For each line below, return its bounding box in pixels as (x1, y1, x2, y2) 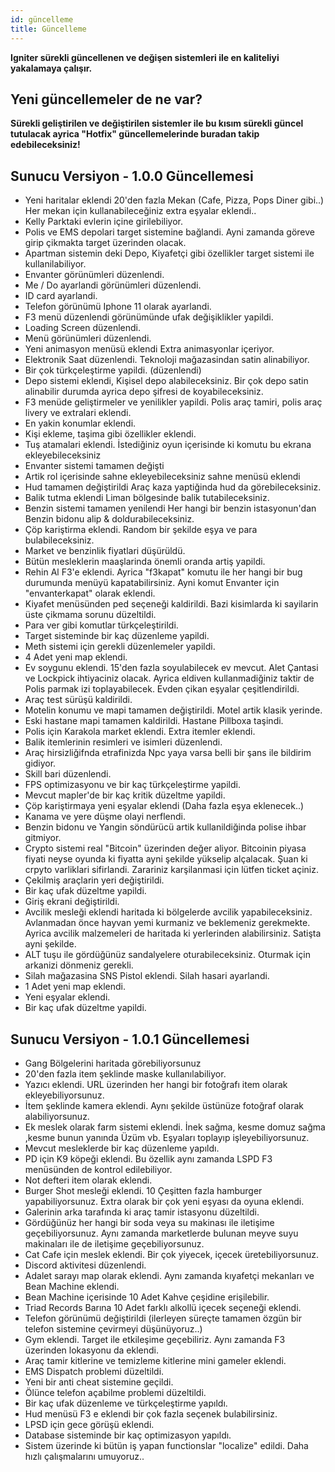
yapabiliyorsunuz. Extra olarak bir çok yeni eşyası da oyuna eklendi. (24, 1195, 305, 1207)
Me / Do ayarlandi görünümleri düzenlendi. (24, 279, 202, 291)
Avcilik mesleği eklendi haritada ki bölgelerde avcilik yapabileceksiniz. (24, 906, 313, 918)
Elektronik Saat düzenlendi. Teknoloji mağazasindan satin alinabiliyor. (24, 354, 310, 366)
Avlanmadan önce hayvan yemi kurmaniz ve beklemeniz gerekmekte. (24, 917, 311, 929)
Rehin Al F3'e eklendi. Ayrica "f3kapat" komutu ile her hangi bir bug (24, 566, 303, 578)
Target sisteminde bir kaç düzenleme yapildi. (24, 630, 210, 642)
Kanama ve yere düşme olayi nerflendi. (24, 811, 187, 823)
